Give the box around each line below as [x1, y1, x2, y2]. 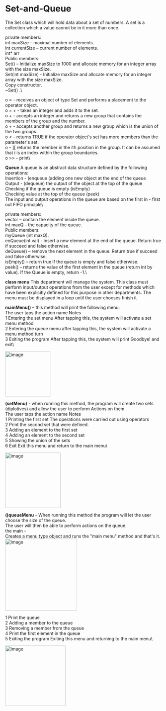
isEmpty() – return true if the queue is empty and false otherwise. [5, 259, 139, 265]
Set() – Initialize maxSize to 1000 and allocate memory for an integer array [5, 61, 157, 67]
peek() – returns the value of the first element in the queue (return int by [5, 264, 153, 270]
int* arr [5, 50, 20, 56]
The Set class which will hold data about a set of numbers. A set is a [5, 19, 145, 25]
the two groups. [5, 128, 38, 134]
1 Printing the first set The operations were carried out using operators [5, 416, 150, 422]
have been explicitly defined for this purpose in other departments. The [5, 289, 152, 295]
